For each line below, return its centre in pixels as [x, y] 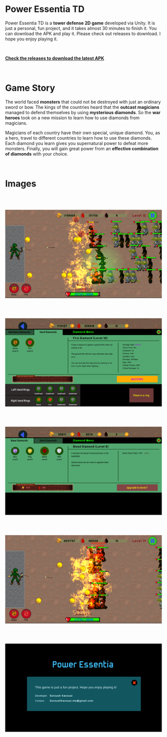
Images [21, 184]
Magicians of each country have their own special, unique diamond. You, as [83, 133]
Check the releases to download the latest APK [55, 58]
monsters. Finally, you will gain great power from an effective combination [82, 149]
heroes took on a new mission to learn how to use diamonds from [73, 118]
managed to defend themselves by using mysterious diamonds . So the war [83, 112]
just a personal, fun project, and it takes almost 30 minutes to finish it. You [81, 28]
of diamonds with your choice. [37, 154]
